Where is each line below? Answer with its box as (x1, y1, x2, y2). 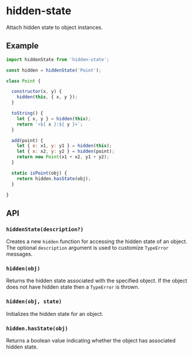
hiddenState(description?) (6, 226, 84, 233)
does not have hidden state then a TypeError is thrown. (6, 283, 140, 291)
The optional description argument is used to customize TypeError (6, 244, 169, 251)
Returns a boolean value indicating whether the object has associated (6, 337, 176, 344)
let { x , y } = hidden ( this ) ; (17, 115, 91, 122)
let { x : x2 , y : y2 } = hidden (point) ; (17, 149, 115, 154)
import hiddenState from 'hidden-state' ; (6, 56, 110, 63)
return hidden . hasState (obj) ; (17, 176, 91, 182)
